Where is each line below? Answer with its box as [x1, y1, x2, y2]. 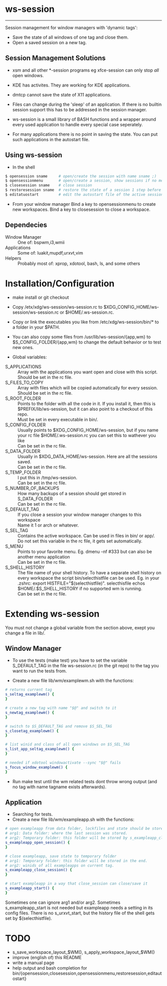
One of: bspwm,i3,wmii [17, 239, 65, 245]
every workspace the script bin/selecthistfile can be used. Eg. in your [17, 575, 160, 581]
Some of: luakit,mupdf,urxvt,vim [17, 250, 83, 256]
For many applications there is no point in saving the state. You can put [12, 131, 158, 137]
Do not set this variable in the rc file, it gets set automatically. [17, 538, 143, 544]
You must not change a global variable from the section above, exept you [5, 625, 155, 630]
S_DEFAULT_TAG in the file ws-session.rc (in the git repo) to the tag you [12, 663, 159, 669]
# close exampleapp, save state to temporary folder [5, 854, 117, 859]
